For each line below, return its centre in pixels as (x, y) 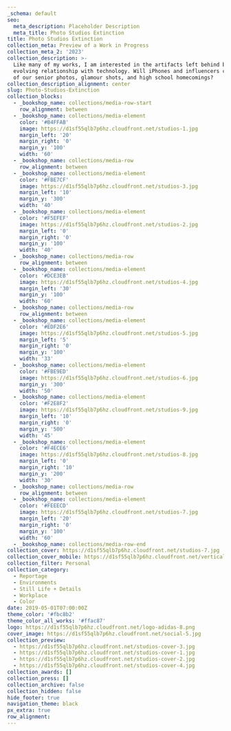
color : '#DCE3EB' (44, 276)
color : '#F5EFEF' (44, 218)
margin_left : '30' (46, 288)
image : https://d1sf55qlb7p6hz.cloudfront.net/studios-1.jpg (109, 129)
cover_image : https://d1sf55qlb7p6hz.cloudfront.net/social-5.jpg (104, 633)
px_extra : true (29, 710)
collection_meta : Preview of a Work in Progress (78, 45)
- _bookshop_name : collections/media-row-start (83, 103)
